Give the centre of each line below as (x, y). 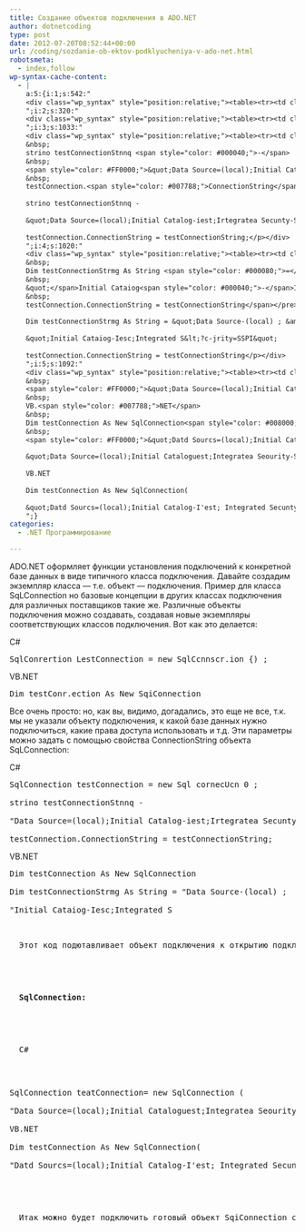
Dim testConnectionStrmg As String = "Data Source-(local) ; (148, 892)
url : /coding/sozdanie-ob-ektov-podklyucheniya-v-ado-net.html (132, 52)
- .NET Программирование (64, 533)
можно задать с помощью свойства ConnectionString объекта (130, 740)
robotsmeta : (32, 60)
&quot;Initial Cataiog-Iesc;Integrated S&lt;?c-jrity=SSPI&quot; (152, 339)
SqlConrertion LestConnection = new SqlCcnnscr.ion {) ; (139, 659)
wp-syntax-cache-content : (58, 77)
